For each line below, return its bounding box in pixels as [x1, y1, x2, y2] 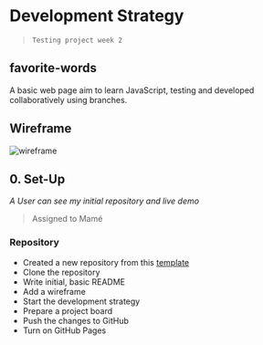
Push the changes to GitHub [22, 315, 130, 326]
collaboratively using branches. [9, 94, 128, 105]
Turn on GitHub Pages [22, 325, 107, 336]
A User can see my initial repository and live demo [9, 195, 199, 206]
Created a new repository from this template [22, 256, 190, 267]
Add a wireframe [22, 286, 87, 297]
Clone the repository [22, 267, 100, 277]
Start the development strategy [22, 296, 141, 307]
